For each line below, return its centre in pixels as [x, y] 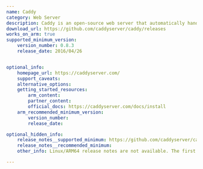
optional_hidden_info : [35, 134]
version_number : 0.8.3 [46, 46]
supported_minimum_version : [42, 40]
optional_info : [25, 67]
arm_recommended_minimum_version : [60, 112]
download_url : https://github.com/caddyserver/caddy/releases [86, 29]
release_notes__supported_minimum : [62, 140]
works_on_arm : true [31, 34]
